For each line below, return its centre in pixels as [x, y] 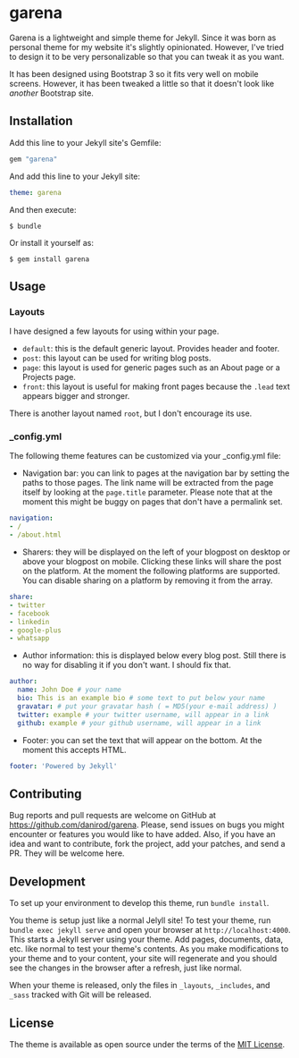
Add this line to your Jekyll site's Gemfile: [85, 142]
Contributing [46, 794]
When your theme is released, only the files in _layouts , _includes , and [140, 986]
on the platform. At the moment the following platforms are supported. [151, 571]
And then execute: [43, 209]
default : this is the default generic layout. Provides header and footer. [150, 349]
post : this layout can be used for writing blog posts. [116, 358]
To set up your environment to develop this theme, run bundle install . [139, 903]
